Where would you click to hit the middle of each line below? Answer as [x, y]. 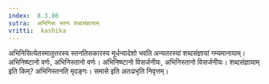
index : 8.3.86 [34, 16]
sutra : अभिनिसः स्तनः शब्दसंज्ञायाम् [54, 23]
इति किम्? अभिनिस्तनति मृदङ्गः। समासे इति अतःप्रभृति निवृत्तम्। [89, 71]
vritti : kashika [37, 30]
